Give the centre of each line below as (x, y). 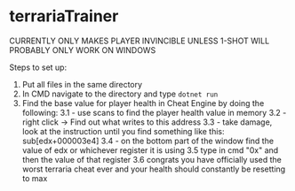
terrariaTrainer (64, 16)
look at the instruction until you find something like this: (123, 131)
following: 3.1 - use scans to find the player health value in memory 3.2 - (154, 112)
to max (35, 178)
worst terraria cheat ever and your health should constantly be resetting (154, 169)
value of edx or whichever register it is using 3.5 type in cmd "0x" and (150, 150)
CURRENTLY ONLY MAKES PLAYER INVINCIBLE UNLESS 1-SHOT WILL (140, 41)
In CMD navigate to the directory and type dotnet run (120, 94)
